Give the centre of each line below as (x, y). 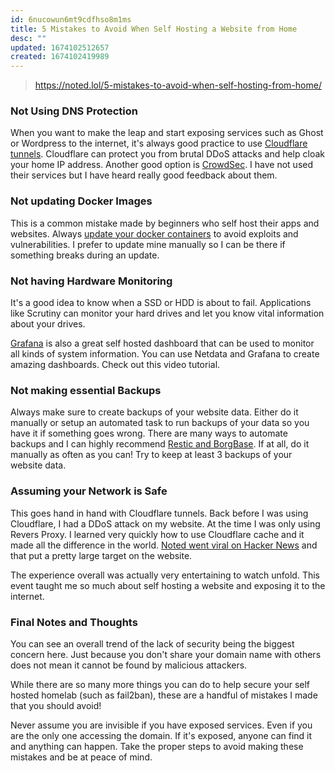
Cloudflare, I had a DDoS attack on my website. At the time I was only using (165, 523)
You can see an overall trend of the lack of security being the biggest (152, 643)
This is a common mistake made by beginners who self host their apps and (165, 223)
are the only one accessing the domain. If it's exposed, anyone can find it (161, 735)
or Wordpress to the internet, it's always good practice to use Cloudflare (159, 143)
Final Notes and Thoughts (74, 622)
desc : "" (28, 38)
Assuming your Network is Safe (89, 491)
